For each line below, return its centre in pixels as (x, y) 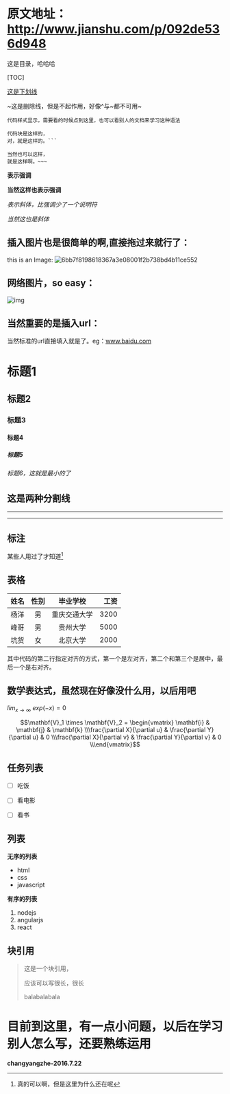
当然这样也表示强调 (34, 190)
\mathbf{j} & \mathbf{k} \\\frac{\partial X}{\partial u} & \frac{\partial (111, 730)
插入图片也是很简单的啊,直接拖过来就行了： (99, 243)
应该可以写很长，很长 (54, 983)
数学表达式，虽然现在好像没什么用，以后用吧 (102, 691)
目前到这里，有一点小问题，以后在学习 (115, 1027)
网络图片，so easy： (51, 283)
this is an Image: (30, 260)
